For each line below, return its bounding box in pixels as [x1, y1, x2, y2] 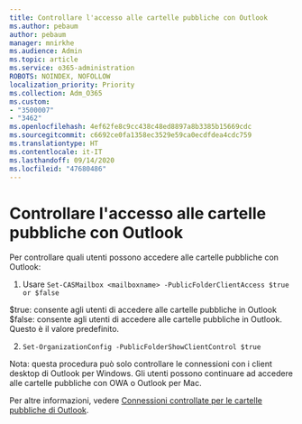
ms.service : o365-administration [9, 64, 135, 73]
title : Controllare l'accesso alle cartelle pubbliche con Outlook [9, 13, 269, 23]
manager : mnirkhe [9, 38, 75, 48]
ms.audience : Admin [9, 47, 83, 56]
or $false [22, 289, 60, 298]
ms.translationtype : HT [9, 139, 99, 148]
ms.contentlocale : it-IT [9, 147, 103, 156]
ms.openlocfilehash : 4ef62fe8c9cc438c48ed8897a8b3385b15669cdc [9, 123, 252, 132]
